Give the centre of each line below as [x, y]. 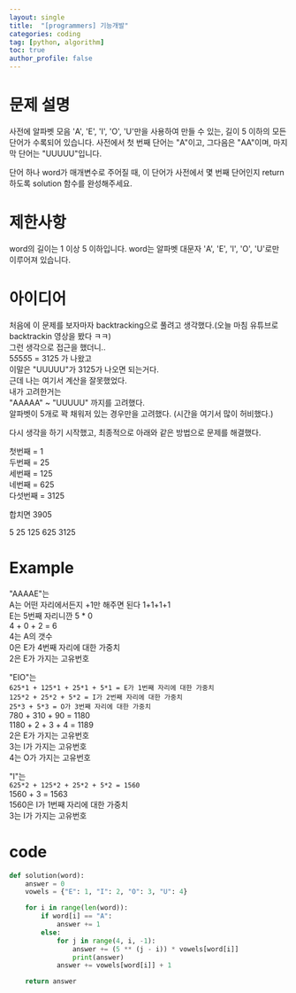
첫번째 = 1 [27, 451]
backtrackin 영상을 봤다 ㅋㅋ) [61, 336]
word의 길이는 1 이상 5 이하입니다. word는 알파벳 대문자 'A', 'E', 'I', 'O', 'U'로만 [144, 248]
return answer [51, 981]
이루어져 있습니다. [40, 260]
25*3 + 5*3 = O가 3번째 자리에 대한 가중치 [80, 706]
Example [42, 568]
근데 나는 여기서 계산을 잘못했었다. [68, 380]
